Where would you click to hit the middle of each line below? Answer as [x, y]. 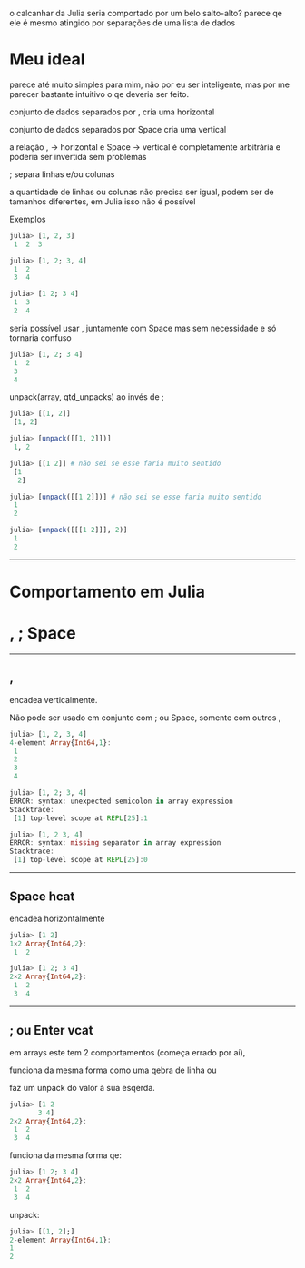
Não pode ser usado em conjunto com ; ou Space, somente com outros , [145, 718]
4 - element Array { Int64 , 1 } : [60, 743]
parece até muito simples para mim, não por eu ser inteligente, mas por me [150, 84]
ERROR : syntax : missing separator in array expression [115, 843]
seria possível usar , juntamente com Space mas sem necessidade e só [143, 328]
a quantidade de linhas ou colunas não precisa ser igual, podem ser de [142, 192]
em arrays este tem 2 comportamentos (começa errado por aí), [128, 1052]
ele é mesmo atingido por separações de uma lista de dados [123, 23]
